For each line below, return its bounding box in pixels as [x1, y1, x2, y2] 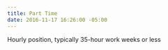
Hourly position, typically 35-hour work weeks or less [7, 35, 162, 43]
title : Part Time [7, 10, 58, 17]
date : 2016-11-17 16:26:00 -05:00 [7, 16, 108, 23]
